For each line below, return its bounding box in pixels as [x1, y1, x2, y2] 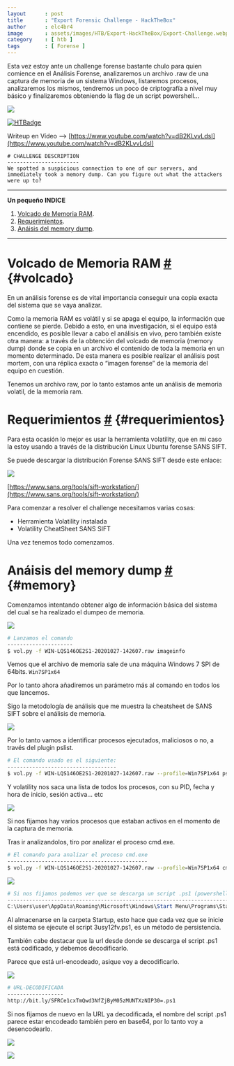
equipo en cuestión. [7, 366, 65, 375]
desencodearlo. [7, 1025, 52, 1033]
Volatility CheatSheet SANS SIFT [17, 524, 111, 533]
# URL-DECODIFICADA [7, 984, 64, 991]
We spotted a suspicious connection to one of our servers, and [7, 165, 198, 172]
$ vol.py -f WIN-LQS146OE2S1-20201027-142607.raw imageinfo [7, 647, 186, 654]
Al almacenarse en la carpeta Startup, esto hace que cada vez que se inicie [7, 916, 224, 924]
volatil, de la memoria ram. [7, 387, 84, 396]
